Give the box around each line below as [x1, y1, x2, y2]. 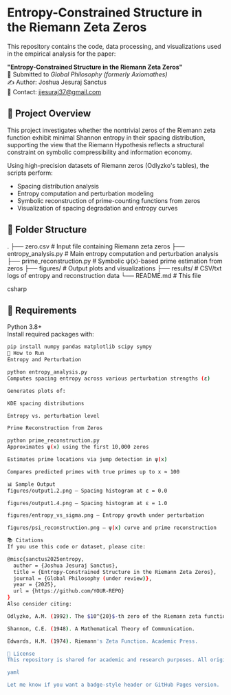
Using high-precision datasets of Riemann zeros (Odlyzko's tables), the [7, 161, 210, 169]
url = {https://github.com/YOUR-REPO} [13, 588, 125, 595]
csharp [7, 284, 27, 293]
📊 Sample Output [7, 480, 56, 488]
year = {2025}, [13, 581, 57, 588]
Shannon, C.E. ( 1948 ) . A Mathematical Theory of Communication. [7, 625, 195, 632]
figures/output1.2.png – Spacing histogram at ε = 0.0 [7, 487, 168, 494]
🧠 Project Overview [7, 108, 91, 120]
